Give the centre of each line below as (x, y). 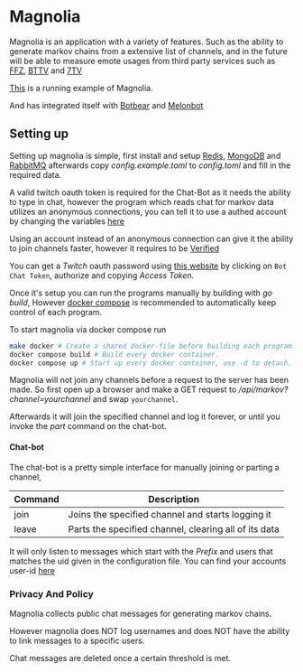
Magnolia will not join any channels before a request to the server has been (149, 380)
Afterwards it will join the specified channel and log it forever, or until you (145, 416)
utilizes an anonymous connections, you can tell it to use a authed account (148, 211)
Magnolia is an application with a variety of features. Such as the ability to (147, 42)
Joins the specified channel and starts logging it (170, 514)
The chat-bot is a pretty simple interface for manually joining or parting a (144, 467)
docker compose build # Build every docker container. (115, 354)
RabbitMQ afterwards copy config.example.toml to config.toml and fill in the (150, 165)
